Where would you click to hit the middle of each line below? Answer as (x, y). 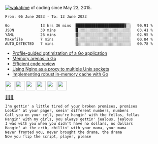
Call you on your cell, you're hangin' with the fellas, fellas (72, 115)
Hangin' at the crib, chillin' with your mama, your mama (66, 128)
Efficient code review (34, 64)
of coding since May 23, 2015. (61, 8)
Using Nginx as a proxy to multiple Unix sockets (61, 69)
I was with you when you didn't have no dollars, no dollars (69, 124)
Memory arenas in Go (34, 59)
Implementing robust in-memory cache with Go (60, 74)
